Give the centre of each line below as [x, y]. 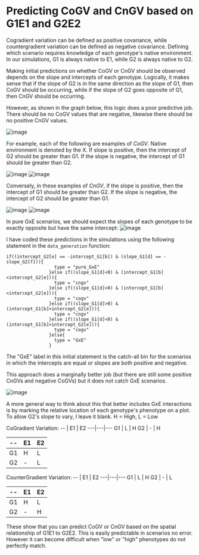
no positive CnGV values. [37, 120]
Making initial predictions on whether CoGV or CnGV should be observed [96, 70]
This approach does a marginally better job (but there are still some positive [99, 374]
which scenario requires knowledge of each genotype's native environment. [99, 53]
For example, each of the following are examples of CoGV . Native [86, 143]
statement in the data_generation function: [59, 245]
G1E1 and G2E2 [44, 24]
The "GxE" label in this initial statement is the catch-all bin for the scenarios [99, 356]
